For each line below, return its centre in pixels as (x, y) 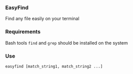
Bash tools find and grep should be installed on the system (66, 43)
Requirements (23, 32)
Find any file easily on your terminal (42, 19)
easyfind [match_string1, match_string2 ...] (54, 66)
